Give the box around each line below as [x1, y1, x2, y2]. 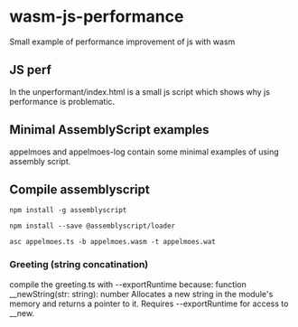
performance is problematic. [9, 96, 116, 107]
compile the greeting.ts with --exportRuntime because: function [9, 278, 247, 290]
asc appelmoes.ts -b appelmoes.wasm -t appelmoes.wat [9, 238, 217, 247]
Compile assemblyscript [9, 182, 151, 197]
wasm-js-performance [9, 6, 184, 27]
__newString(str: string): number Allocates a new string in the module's [9, 288, 274, 299]
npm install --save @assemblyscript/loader [9, 221, 176, 231]
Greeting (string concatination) [9, 258, 149, 271]
